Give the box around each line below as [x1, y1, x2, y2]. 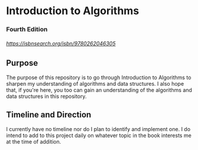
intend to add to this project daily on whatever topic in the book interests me [6, 132, 192, 139]
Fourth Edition [6, 25, 48, 34]
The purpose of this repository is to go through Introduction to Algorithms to [6, 74, 191, 81]
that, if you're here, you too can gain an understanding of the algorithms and [6, 86, 192, 93]
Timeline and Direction [6, 110, 92, 120]
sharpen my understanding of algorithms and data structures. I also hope [6, 80, 184, 87]
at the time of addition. [6, 138, 61, 145]
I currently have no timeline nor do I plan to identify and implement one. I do [6, 125, 191, 132]
